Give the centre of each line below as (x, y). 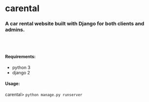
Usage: (13, 84)
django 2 (21, 72)
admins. (15, 30)
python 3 (21, 67)
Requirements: (20, 57)
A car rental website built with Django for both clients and (75, 24)
